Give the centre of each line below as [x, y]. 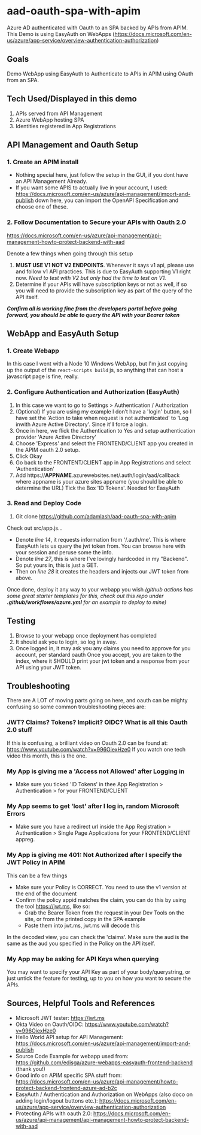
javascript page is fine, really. [43, 376]
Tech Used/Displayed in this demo [72, 99]
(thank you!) [30, 1068]
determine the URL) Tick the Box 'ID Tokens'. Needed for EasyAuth [98, 488]
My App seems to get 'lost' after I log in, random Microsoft [93, 806]
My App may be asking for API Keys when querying [83, 959]
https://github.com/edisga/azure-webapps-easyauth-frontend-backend [104, 1062]
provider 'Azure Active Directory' [56, 437]
